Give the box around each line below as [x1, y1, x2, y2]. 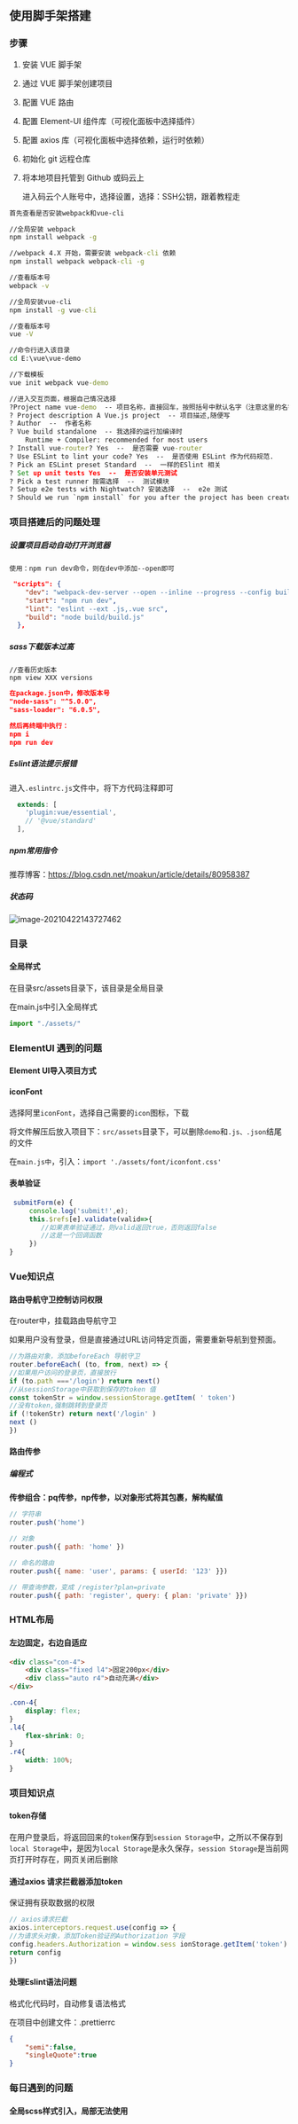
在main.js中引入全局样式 [9, 1001, 98, 1013]
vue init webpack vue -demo [9, 378, 109, 388]
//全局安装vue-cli [9, 297, 72, 306]
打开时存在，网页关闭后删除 [16, 1854, 118, 1865]
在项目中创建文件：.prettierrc [9, 2017, 116, 2027]
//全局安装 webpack [9, 224, 76, 233]
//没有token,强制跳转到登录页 [9, 1401, 108, 1410]
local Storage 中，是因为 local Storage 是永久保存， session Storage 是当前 [9, 1843, 281, 1854]
